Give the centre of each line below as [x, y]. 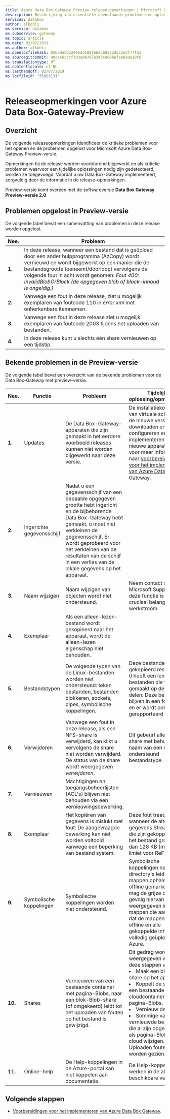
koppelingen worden [90, 903]
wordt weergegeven [89, 766]
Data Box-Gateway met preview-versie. [46, 380]
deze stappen [145, 965]
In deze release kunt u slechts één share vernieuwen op [90, 338]
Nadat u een [80, 486]
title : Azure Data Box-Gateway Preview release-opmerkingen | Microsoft [83, 10]
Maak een [147, 971]
